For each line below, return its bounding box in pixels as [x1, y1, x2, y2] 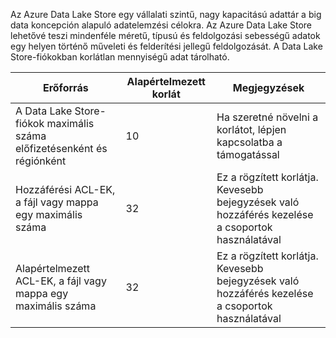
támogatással [216, 148, 280, 161]
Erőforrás [42, 81, 89, 94]
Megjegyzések [232, 81, 305, 94]
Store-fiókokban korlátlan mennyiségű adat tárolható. [10, 51, 230, 63]
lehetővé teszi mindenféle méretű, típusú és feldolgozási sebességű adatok [10, 30, 321, 41]
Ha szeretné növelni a [216, 110, 319, 124]
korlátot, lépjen [216, 123, 287, 136]
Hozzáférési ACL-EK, [15, 183, 116, 196]
